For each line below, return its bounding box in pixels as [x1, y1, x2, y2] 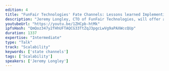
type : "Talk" [5, 40, 33, 45]
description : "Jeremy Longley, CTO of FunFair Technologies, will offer [5, 16, 161, 21]
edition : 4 [5, 7, 28, 12]
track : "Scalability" [5, 44, 51, 49]
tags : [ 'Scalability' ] [5, 53, 53, 59]
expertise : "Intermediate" [5, 35, 62, 40]
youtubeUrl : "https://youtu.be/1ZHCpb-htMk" [5, 21, 100, 26]
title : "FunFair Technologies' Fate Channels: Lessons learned [5, 12, 141, 17]
